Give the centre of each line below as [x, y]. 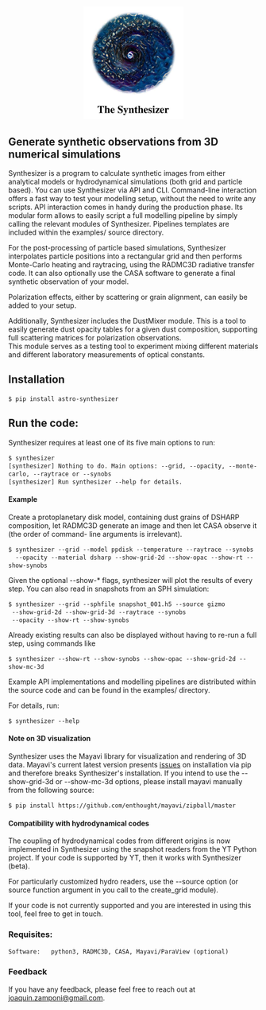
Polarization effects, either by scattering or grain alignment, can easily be [128, 297]
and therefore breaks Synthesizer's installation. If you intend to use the [124, 773]
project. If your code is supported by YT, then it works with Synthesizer [125, 858]
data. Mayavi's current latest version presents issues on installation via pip [130, 764]
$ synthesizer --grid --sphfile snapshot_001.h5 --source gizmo [117, 604]
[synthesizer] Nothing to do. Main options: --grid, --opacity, [117, 466]
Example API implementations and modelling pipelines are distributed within [132, 682]
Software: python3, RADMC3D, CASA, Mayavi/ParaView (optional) [118, 952]
